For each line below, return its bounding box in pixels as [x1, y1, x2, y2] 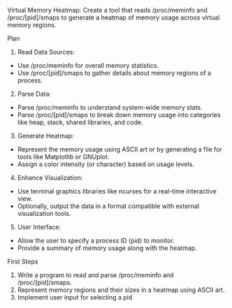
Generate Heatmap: [17, 132, 75, 140]
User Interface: [17, 223, 61, 231]
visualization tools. [17, 210, 71, 217]
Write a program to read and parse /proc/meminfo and [17, 271, 174, 279]
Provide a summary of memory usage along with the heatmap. [17, 244, 197, 252]
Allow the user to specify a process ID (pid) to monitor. [17, 237, 175, 244]
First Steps [7, 258, 38, 265]
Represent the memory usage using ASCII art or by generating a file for [17, 145, 222, 153]
